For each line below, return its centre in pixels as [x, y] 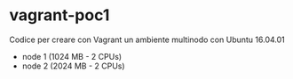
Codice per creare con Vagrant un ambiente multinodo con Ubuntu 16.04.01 [147, 39]
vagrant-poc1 [59, 15]
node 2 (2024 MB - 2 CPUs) [74, 66]
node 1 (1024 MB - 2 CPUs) [72, 56]
